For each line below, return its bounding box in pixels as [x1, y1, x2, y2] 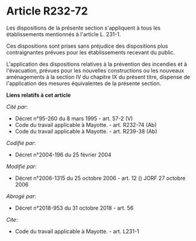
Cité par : [6, 103, 28, 110]
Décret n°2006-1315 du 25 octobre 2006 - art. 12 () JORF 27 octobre [14, 174, 186, 182]
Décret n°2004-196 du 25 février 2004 [14, 151, 112, 158]
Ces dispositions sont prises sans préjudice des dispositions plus [6, 42, 168, 50]
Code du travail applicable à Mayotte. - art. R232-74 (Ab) [14, 121, 157, 128]
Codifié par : [6, 139, 36, 146]
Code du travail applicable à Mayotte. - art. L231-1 [14, 228, 140, 235]
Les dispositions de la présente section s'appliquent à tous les [6, 24, 161, 31]
